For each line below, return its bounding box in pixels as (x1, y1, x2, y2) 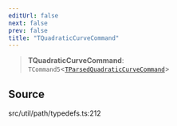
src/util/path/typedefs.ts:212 (8, 108, 101, 118)
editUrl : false (8, 11, 59, 20)
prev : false (8, 26, 48, 34)
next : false (8, 19, 48, 27)
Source (8, 87, 45, 100)
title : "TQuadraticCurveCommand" (8, 33, 120, 42)
